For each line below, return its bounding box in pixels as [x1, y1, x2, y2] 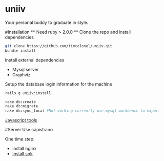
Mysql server [12, 66, 39, 72]
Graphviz [12, 72, 31, 78]
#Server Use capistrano [5, 127, 53, 133]
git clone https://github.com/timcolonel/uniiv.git [5, 43, 112, 48]
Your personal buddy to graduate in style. [5, 20, 89, 25]
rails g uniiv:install [5, 90, 51, 96]
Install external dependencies [5, 57, 64, 63]
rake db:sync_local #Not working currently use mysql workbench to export [5, 108, 161, 113]
